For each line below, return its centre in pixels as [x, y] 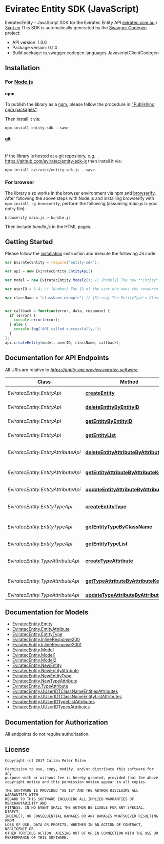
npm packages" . [21, 110]
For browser [20, 183]
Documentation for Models [47, 612]
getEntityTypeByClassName [119, 527]
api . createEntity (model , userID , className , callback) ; [63, 343]
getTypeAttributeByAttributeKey [124, 581]
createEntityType [106, 506]
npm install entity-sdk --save [37, 128]
